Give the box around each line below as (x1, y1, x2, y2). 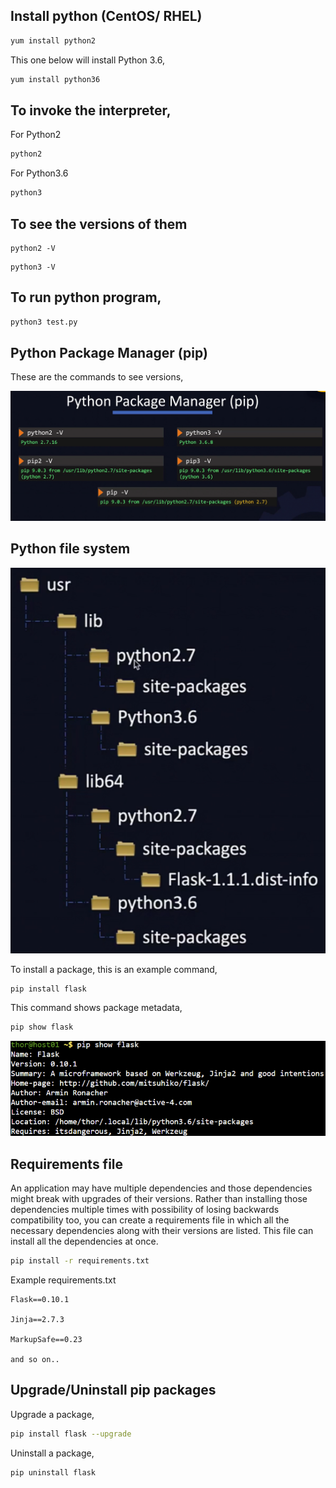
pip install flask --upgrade (10, 1429, 132, 1439)
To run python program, (10, 289, 162, 306)
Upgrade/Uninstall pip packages (10, 1382, 217, 1399)
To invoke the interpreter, (10, 102, 172, 119)
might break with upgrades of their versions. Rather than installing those (10, 1193, 308, 1205)
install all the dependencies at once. (10, 1235, 159, 1248)
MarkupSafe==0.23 (10, 1334, 83, 1344)
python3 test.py (10, 317, 78, 327)
